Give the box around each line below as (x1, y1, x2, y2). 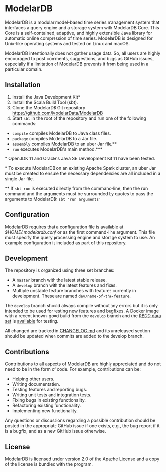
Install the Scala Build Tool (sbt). (12, 99, 78, 105)
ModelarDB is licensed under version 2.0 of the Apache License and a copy (5, 456, 160, 462)
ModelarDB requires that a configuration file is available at (5, 224, 124, 230)
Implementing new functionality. (12, 408, 78, 414)
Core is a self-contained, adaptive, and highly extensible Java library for (5, 30, 152, 36)
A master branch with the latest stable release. (12, 277, 107, 283)
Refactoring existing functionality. (12, 402, 81, 409)
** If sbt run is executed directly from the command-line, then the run (5, 185, 148, 191)
